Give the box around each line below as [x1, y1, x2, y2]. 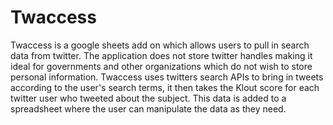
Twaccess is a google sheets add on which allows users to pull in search [10, 39, 310, 51]
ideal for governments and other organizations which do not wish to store [10, 60, 313, 72]
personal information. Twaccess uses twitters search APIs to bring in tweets [10, 71, 324, 83]
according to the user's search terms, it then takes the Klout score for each [10, 81, 320, 93]
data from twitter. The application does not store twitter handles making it [10, 49, 313, 61]
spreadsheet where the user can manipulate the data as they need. [10, 102, 287, 115]
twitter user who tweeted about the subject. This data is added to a [10, 92, 287, 104]
